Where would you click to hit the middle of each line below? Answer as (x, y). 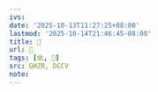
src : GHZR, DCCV (39, 67)
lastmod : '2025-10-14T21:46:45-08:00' (80, 33)
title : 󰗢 (25, 42)
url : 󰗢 (21, 50)
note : (19, 74)
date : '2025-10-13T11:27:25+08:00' (75, 25)
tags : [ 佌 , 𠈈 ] (34, 58)
